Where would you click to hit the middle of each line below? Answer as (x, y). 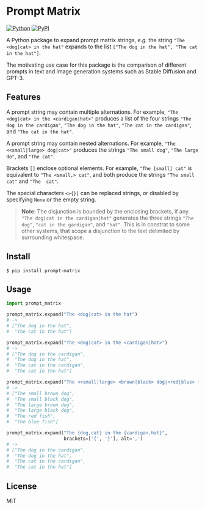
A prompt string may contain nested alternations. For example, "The (91, 143)
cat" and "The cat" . (33, 181)
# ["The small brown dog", (41, 393)
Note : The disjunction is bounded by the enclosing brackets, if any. (106, 211)
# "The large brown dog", (41, 405)
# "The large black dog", (41, 411)
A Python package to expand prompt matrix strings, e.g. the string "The (95, 40)
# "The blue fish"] (33, 422)
